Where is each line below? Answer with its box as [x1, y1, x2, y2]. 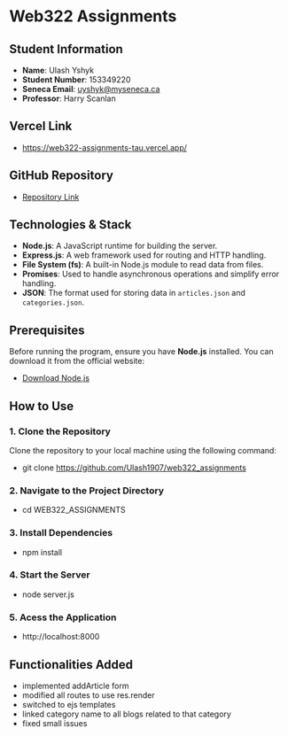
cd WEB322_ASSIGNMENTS [21, 505, 126, 515]
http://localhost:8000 [21, 631, 100, 642]
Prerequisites [9, 322, 85, 337]
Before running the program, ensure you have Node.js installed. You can [9, 346, 274, 357]
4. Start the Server [9, 569, 90, 581]
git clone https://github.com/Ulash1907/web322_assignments [21, 462, 246, 473]
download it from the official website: [9, 356, 144, 367]
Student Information [9, 42, 124, 57]
